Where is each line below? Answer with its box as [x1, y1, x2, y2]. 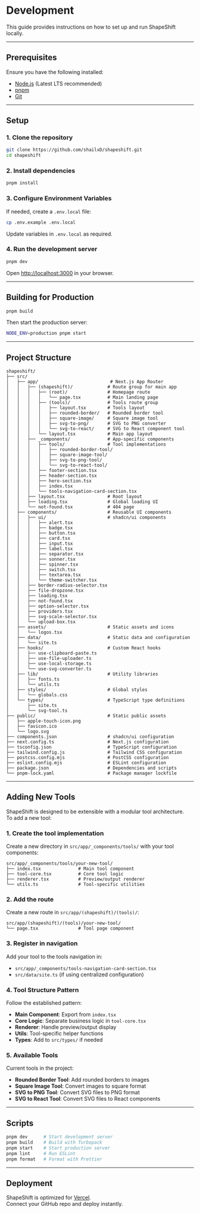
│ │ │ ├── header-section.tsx [6, 473, 97, 479]
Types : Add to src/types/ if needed [14, 1036, 103, 1044]
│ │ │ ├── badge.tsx [6, 525, 73, 531]
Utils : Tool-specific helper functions [14, 1030, 104, 1037]
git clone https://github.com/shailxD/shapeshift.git [6, 147, 143, 153]
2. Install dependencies [6, 166, 76, 175]
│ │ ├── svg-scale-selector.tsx [6, 614, 97, 620]
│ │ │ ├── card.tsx [6, 535, 70, 542]
